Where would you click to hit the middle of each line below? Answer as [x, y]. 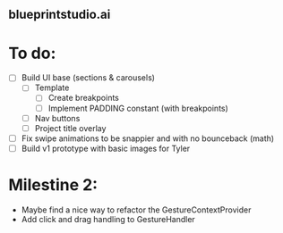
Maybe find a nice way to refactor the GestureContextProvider [136, 210]
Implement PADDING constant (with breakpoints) [138, 108]
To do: [32, 53]
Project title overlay [70, 128]
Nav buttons [57, 118]
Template [52, 87]
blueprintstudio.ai [60, 15]
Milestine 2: [53, 185]
